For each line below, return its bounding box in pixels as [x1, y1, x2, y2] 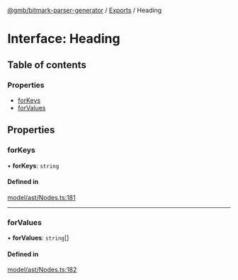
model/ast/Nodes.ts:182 [7, 265, 77, 274]
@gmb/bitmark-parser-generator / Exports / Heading [7, 6, 162, 14]
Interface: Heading [7, 31, 120, 47]
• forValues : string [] [7, 233, 69, 243]
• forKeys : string [7, 161, 59, 170]
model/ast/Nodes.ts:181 [7, 193, 76, 202]
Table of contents [7, 59, 86, 71]
